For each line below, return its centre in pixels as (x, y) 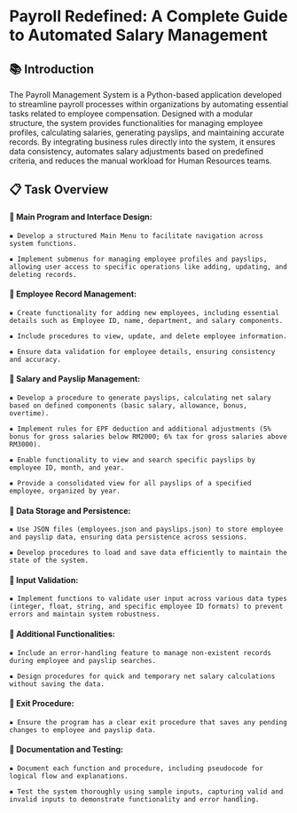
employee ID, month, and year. (67, 468)
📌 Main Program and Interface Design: (81, 217)
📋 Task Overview (59, 189)
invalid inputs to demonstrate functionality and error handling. (134, 800)
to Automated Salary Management (139, 35)
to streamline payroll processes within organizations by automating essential (149, 104)
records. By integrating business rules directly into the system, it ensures (142, 142)
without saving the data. (57, 684)
